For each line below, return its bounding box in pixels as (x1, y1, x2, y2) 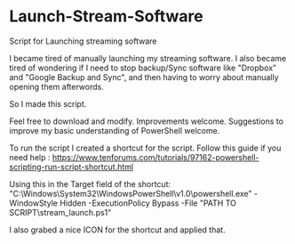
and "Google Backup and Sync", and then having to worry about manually (9, 71, 279, 82)
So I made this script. (9, 98, 87, 109)
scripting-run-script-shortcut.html (9, 161, 134, 172)
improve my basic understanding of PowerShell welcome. (9, 125, 220, 135)
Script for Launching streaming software (9, 36, 157, 46)
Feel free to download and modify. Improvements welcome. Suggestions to (9, 116, 284, 126)
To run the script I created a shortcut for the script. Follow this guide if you (9, 142, 282, 153)
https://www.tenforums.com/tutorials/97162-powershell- (52, 151, 259, 162)
